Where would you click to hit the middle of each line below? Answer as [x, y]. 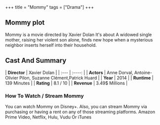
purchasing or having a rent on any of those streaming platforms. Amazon [80, 112]
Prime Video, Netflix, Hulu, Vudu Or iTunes [48, 117]
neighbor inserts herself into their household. [51, 45]
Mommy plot [25, 22]
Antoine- [143, 72]
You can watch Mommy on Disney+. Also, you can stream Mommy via [76, 106]
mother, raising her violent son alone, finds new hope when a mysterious [79, 40]
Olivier [12, 78]
